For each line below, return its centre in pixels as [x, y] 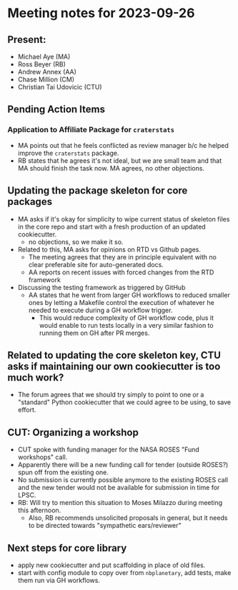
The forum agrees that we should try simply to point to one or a [111, 395]
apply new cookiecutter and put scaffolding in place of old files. [111, 565]
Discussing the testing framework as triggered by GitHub [101, 287]
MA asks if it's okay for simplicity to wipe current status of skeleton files [124, 219]
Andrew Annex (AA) [47, 72]
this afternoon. [39, 510]
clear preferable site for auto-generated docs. [96, 264]
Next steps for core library [67, 548]
